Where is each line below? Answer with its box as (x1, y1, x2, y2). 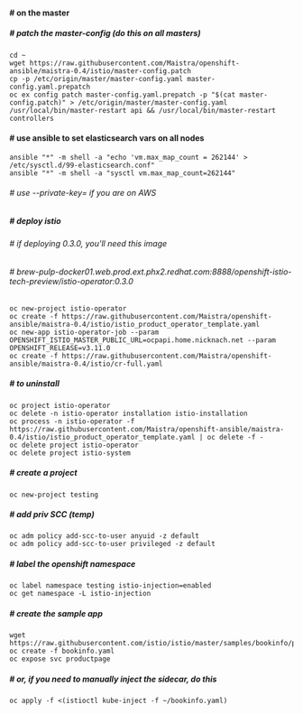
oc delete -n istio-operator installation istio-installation (9, 409, 248, 418)
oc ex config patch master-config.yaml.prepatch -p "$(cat (9, 90, 236, 99)
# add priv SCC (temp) (9, 509, 95, 520)
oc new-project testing (9, 490, 99, 499)
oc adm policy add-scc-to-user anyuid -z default (9, 532, 200, 541)
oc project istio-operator (9, 401, 111, 410)
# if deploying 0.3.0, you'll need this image (9, 238, 168, 249)
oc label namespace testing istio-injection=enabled (9, 581, 212, 590)
